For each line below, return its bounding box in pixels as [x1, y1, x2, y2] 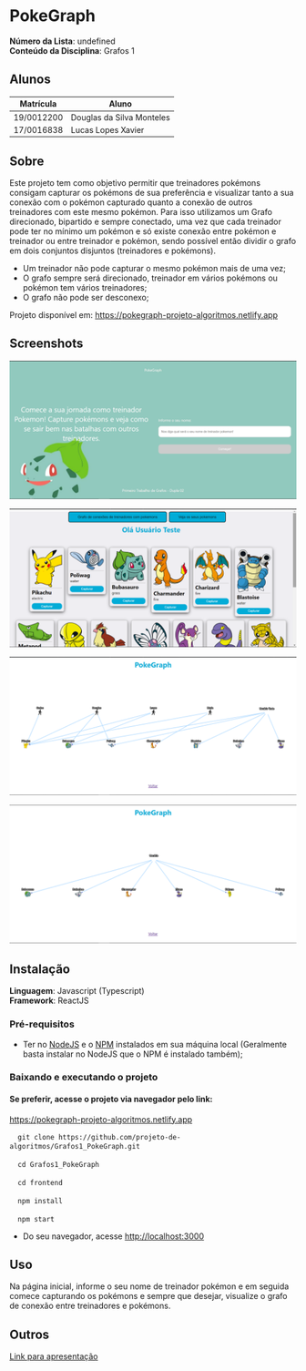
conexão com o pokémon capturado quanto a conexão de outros [9, 197, 253, 208]
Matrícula [19, 98, 57, 109]
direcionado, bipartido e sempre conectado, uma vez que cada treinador [9, 216, 282, 228]
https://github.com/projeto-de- [57, 1132, 181, 1141]
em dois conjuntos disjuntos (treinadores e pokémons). [9, 245, 217, 256]
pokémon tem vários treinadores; [22, 282, 148, 293]
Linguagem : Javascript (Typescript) [9, 986, 145, 997]
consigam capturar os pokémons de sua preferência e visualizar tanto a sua [9, 188, 294, 199]
